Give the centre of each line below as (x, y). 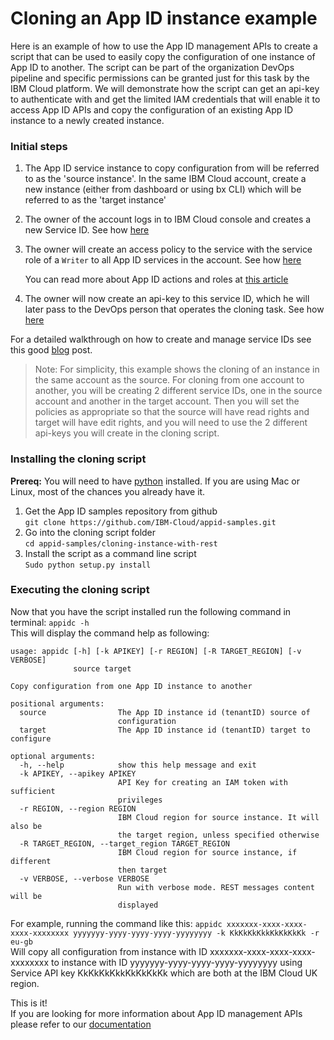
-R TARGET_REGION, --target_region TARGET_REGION (124, 843)
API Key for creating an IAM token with (202, 782)
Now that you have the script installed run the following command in (151, 611)
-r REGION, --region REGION (78, 808)
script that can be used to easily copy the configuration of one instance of (163, 56)
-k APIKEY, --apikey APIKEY (78, 773)
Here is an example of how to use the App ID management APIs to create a (164, 46)
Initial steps (39, 146)
